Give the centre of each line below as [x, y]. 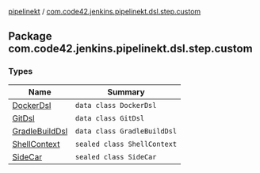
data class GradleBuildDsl [126, 131]
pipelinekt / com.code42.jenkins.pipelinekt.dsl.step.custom [105, 12]
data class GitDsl [110, 118]
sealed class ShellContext [126, 144]
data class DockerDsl [116, 105]
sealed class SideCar [116, 157]
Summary [126, 92]
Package [31, 36]
